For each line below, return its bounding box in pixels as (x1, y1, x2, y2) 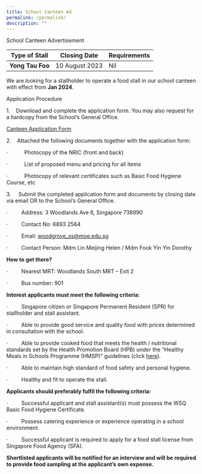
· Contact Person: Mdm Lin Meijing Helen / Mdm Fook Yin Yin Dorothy (6, 244, 192, 252)
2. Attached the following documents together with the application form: (6, 137, 191, 145)
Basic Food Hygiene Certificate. (6, 406, 86, 413)
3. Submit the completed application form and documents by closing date (6, 191, 196, 198)
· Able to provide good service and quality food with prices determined (6, 321, 195, 329)
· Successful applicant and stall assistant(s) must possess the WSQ (6, 399, 187, 407)
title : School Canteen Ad (6, 9, 72, 15)
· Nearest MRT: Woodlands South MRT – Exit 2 (6, 268, 134, 275)
